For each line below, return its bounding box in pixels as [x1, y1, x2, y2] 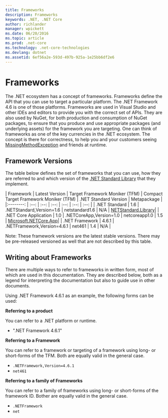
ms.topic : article [5, 36, 44, 41]
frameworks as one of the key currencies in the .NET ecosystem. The [5, 131, 151, 137]
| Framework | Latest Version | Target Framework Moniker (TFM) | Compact [5, 191, 163, 197]
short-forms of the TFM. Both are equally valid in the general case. [5, 352, 145, 359]
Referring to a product [5, 308, 53, 314]
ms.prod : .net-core [5, 41, 47, 46]
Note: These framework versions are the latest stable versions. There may [5, 233, 160, 239]
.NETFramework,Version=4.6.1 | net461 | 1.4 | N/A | [5, 223, 111, 229]
